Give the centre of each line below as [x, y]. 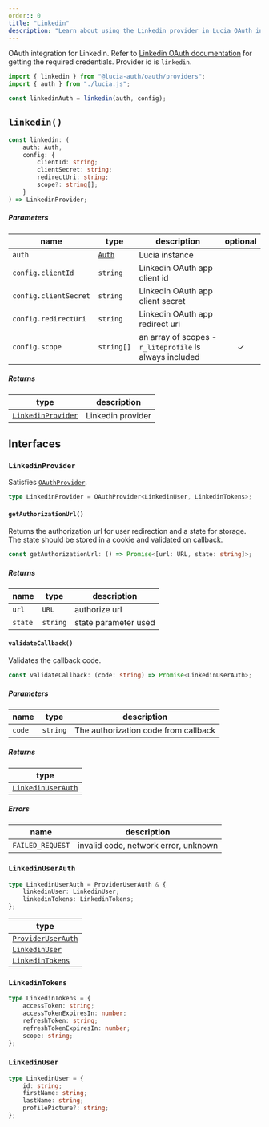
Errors [19, 808]
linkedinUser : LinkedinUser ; [71, 892]
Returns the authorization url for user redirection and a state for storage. [127, 531]
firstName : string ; [55, 1093]
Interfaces [35, 444]
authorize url [98, 610]
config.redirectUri [49, 319]
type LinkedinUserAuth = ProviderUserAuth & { [87, 884]
